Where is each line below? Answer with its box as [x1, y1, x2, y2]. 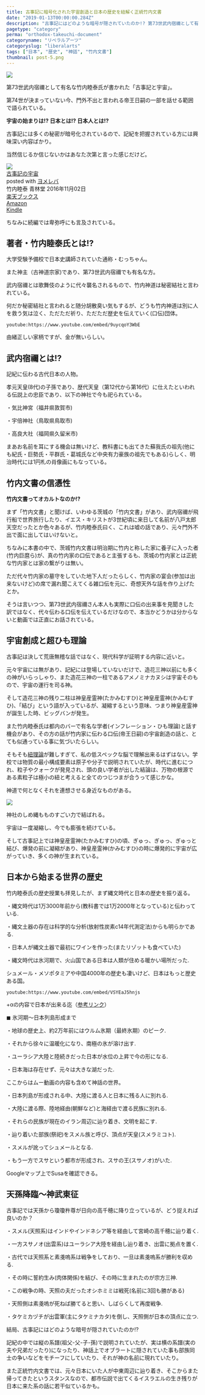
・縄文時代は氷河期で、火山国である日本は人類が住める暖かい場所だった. [6, 956, 190, 964]
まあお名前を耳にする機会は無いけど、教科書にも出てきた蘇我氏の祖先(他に [6, 443, 195, 450]
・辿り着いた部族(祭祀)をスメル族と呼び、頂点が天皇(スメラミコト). [6, 1130, 176, 1138]
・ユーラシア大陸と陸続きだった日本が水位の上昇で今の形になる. [6, 1052, 168, 1060]
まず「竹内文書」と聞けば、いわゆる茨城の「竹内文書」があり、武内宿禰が [6, 508, 193, 516]
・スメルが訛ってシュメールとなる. [6, 1143, 93, 1151]
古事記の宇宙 [6, 169, 38, 177]
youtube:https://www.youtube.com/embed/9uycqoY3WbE [6, 322, 140, 328]
